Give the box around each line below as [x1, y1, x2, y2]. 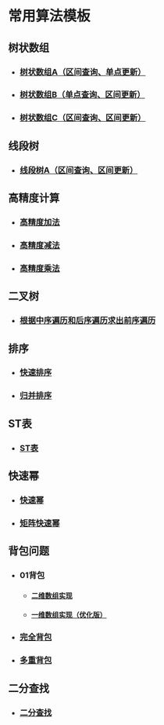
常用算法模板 [8, 7, 91, 25]
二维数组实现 [30, 591, 73, 600]
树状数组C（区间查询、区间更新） [19, 112, 146, 123]
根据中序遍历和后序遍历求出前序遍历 [19, 315, 156, 326]
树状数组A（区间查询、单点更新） [19, 66, 146, 77]
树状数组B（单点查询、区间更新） [19, 90, 146, 101]
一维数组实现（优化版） [30, 610, 107, 620]
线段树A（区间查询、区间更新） [19, 164, 138, 175]
